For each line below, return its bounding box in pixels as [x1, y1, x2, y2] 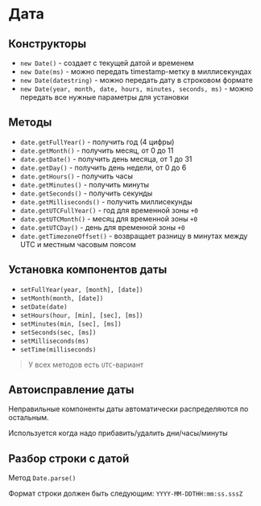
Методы [8, 116, 52, 130]
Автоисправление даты [8, 383, 135, 397]
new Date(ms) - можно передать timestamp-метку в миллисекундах [19, 67, 252, 76]
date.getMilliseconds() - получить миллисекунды [19, 196, 193, 206]
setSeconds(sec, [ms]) [19, 328, 97, 336]
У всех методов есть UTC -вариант [27, 360, 143, 369]
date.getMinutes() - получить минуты [19, 179, 150, 189]
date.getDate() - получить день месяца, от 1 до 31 [19, 154, 193, 163]
